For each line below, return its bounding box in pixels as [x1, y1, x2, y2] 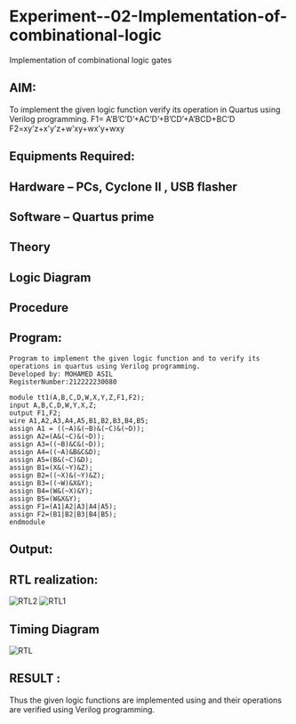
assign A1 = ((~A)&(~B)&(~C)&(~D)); [9, 424, 145, 433]
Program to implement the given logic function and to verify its [9, 354, 260, 362]
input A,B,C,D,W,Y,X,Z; [9, 401, 98, 410]
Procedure [9, 300, 69, 315]
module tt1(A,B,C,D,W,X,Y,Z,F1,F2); [9, 393, 145, 402]
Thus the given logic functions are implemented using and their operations [9, 695, 283, 705]
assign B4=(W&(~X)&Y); [9, 486, 93, 495]
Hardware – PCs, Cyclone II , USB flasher [9, 179, 238, 194]
